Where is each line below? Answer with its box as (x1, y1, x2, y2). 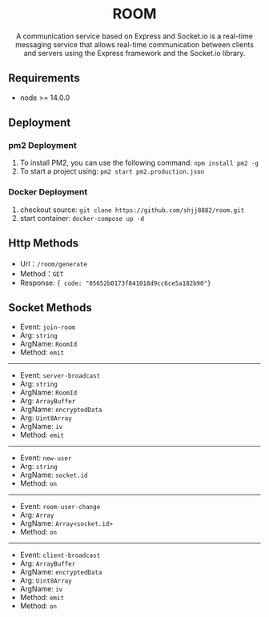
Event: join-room (19, 322, 76, 332)
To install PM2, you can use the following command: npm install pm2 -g (19, 158, 259, 168)
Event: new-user (19, 453, 72, 463)
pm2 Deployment (8, 140, 78, 151)
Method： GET (19, 269, 64, 278)
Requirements (8, 71, 80, 85)
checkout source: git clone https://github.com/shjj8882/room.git (19, 205, 245, 214)
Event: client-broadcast (19, 550, 101, 560)
